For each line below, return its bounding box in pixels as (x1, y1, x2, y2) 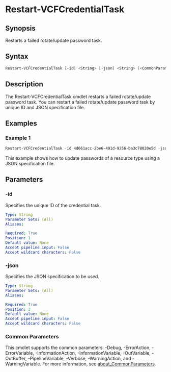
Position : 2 (5, 307, 31, 312)
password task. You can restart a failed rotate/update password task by (5, 98, 155, 105)
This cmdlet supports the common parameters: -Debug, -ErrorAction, (5, 344, 151, 351)
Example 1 (5, 134, 31, 141)
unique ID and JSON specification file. (5, 104, 85, 110)
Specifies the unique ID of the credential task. (5, 202, 101, 208)
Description (5, 80, 43, 89)
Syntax (5, 52, 28, 61)
